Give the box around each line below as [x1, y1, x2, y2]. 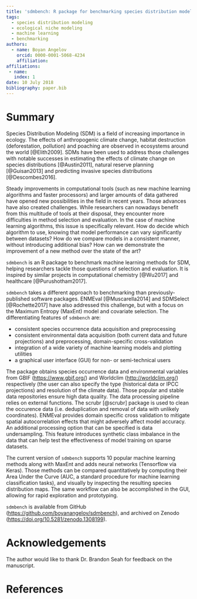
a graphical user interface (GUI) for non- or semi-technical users [14, 356, 171, 363]
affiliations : [6, 63, 41, 69]
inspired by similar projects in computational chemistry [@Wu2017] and [6, 271, 179, 278]
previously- [148, 289, 176, 296]
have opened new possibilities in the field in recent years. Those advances [6, 198, 186, 205]
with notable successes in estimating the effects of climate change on [6, 155, 175, 162]
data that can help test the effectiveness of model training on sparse [6, 436, 171, 444]
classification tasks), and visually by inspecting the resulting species [6, 479, 172, 486]
